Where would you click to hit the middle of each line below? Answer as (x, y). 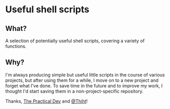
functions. (16, 46)
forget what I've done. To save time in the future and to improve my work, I (84, 85)
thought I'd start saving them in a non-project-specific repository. (75, 91)
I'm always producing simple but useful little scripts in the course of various (85, 75)
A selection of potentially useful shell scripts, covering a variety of (75, 41)
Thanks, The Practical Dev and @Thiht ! (47, 101)
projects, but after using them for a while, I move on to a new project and (82, 80)
